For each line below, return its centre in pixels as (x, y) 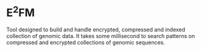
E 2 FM (21, 12)
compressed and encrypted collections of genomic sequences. (86, 42)
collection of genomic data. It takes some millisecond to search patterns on (100, 36)
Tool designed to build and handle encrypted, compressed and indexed (96, 30)
